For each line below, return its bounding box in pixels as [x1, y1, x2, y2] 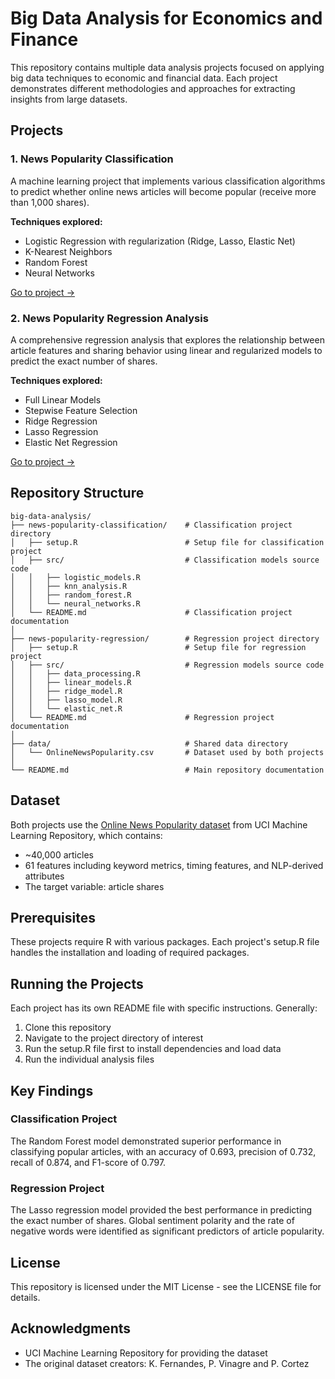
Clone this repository [24, 1022, 112, 1034]
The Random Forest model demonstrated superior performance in [10, 1135, 282, 1147]
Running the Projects [10, 975, 144, 992]
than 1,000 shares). [10, 196, 90, 208]
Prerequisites [10, 909, 96, 926]
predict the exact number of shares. [10, 355, 158, 367]
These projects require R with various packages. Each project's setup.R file [10, 936, 320, 948]
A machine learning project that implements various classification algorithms [10, 175, 326, 187]
